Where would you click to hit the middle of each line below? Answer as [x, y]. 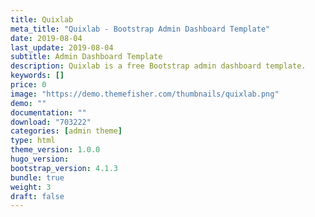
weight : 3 [31, 187]
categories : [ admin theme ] [66, 131]
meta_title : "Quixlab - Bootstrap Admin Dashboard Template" [140, 29]
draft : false [37, 196]
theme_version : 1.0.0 [55, 150]
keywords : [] [37, 76]
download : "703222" [51, 122]
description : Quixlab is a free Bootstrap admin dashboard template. [158, 66]
